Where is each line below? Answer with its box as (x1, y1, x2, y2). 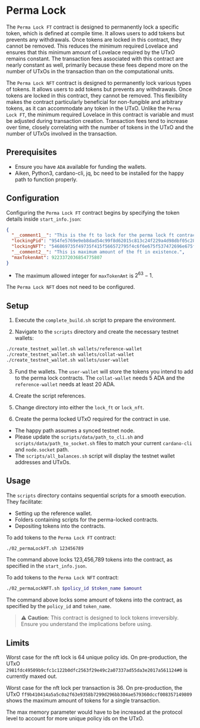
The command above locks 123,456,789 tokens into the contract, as (6, 556, 173, 563)
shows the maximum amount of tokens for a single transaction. (6, 697, 161, 704)
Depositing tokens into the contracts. (14, 522, 106, 529)
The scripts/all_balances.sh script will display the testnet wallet (14, 452, 175, 459)
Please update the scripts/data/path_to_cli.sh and (14, 433, 144, 440)
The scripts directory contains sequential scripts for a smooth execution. (6, 492, 186, 499)
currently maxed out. (6, 673, 58, 680)
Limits (6, 638, 30, 648)
